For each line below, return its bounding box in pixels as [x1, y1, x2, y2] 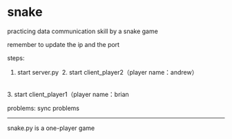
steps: [7, 53, 25, 62]
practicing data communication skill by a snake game [7, 27, 159, 35]
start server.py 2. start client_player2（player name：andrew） [17, 68, 198, 76]
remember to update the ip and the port [7, 40, 119, 48]
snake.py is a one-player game [7, 124, 95, 132]
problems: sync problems [7, 104, 80, 112]
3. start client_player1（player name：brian [7, 90, 129, 98]
